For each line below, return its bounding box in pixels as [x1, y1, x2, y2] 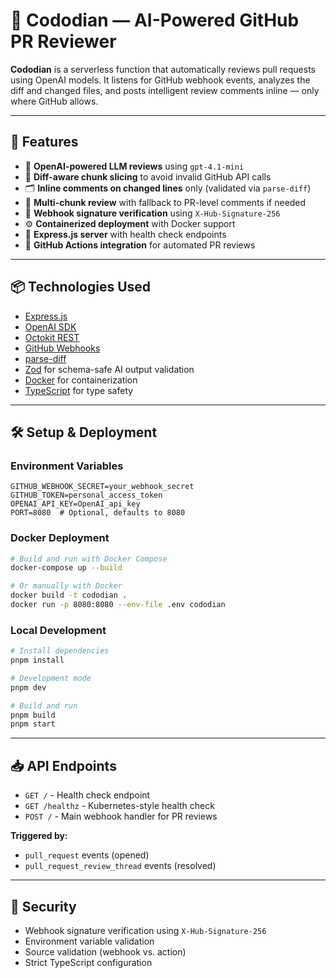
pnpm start [10, 719, 56, 729]
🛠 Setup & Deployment [10, 424, 158, 441]
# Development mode [10, 673, 92, 683]
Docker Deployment [10, 531, 110, 545]
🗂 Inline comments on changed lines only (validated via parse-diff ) [24, 182, 312, 194]
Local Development [10, 623, 107, 637]
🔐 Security [10, 898, 77, 915]
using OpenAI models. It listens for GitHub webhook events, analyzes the [10, 74, 311, 86]
